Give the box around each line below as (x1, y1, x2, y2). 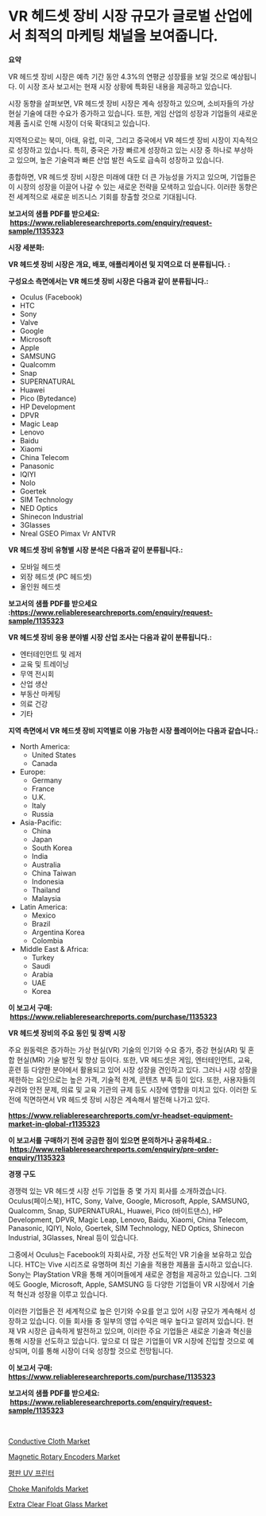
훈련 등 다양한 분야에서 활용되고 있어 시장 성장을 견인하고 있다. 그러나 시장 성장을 (8, 1065, 258, 1074)
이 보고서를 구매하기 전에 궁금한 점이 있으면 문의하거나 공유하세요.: (8, 1135, 212, 1145)
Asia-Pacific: (19, 818, 62, 827)
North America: (19, 741, 70, 751)
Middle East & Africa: (19, 944, 89, 953)
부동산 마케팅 (19, 689, 61, 698)
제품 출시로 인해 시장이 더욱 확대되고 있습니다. (8, 118, 151, 128)
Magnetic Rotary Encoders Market (8, 1452, 121, 1461)
